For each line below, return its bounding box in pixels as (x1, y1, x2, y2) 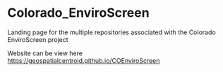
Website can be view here (7, 49, 83, 57)
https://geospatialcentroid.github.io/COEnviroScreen (7, 56, 160, 64)
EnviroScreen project (7, 35, 68, 43)
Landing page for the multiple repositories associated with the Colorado (7, 28, 217, 36)
